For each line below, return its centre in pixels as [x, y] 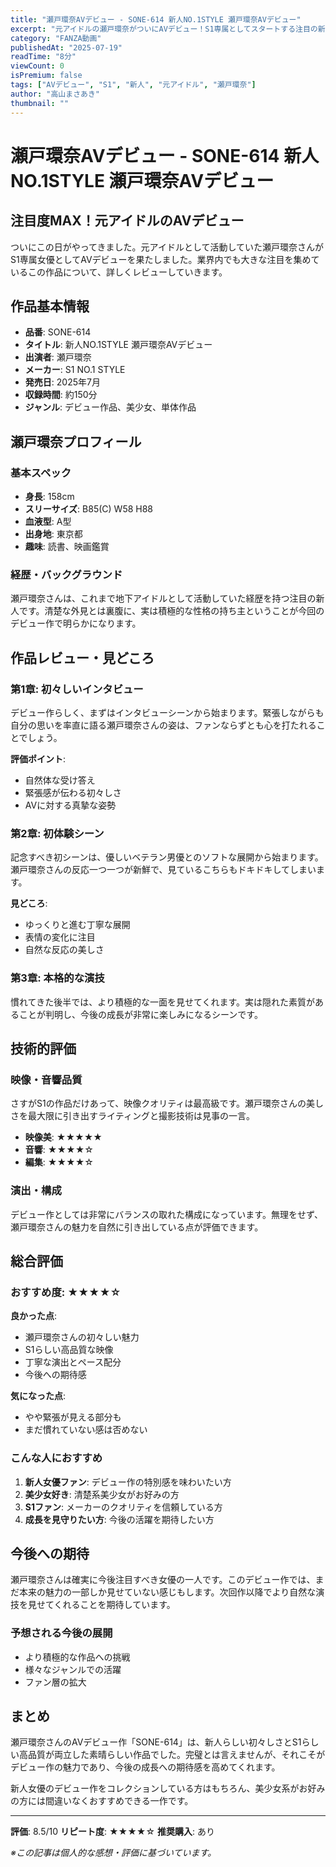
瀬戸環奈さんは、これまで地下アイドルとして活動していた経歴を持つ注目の [163, 598]
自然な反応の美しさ [64, 950]
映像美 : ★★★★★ [63, 1137]
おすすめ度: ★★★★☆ [66, 1292]
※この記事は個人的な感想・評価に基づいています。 [113, 1853]
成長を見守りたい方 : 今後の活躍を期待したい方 [119, 1519]
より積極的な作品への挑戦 [77, 1657]
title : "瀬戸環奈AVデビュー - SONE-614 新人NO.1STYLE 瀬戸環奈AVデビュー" [156, 19]
